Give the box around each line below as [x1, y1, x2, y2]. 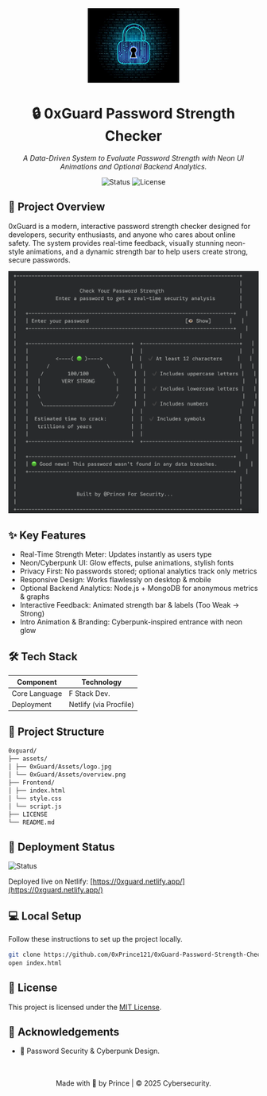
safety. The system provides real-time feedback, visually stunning [8, 238, 224, 247]
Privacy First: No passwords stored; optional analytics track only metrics [19, 566, 257, 576]
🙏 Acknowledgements [8, 1025, 120, 1039]
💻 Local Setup [8, 909, 82, 923]
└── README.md [8, 818, 56, 826]
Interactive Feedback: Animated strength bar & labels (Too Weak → [19, 600, 240, 610]
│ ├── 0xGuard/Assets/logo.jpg [8, 763, 112, 771]
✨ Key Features [8, 528, 86, 542]
